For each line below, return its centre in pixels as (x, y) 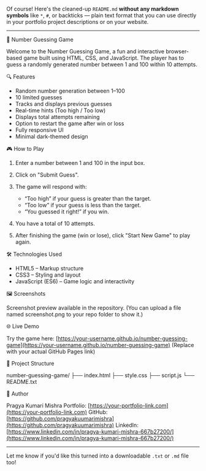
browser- (177, 51)
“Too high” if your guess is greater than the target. (88, 198)
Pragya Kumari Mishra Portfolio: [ (48, 405)
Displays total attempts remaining (57, 117)
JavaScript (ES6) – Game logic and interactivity (75, 281)
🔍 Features (21, 77)
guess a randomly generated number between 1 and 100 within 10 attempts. (102, 64)
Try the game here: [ (32, 339)
